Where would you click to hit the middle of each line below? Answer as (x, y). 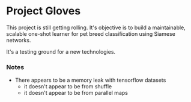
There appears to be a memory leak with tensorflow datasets (90, 80)
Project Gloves (44, 11)
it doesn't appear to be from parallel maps (76, 93)
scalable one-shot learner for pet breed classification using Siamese (91, 33)
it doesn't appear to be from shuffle (68, 86)
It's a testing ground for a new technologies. (61, 51)
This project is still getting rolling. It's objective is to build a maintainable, (96, 27)
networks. (19, 40)
